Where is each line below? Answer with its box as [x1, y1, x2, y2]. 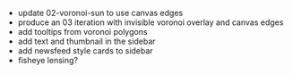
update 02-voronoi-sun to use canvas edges [17, 8, 184, 18]
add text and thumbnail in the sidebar [17, 36, 156, 46]
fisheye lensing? [17, 55, 79, 65]
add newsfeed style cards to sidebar [17, 45, 154, 56]
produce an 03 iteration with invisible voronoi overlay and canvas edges [17, 17, 284, 28]
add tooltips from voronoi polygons [17, 27, 148, 37]
